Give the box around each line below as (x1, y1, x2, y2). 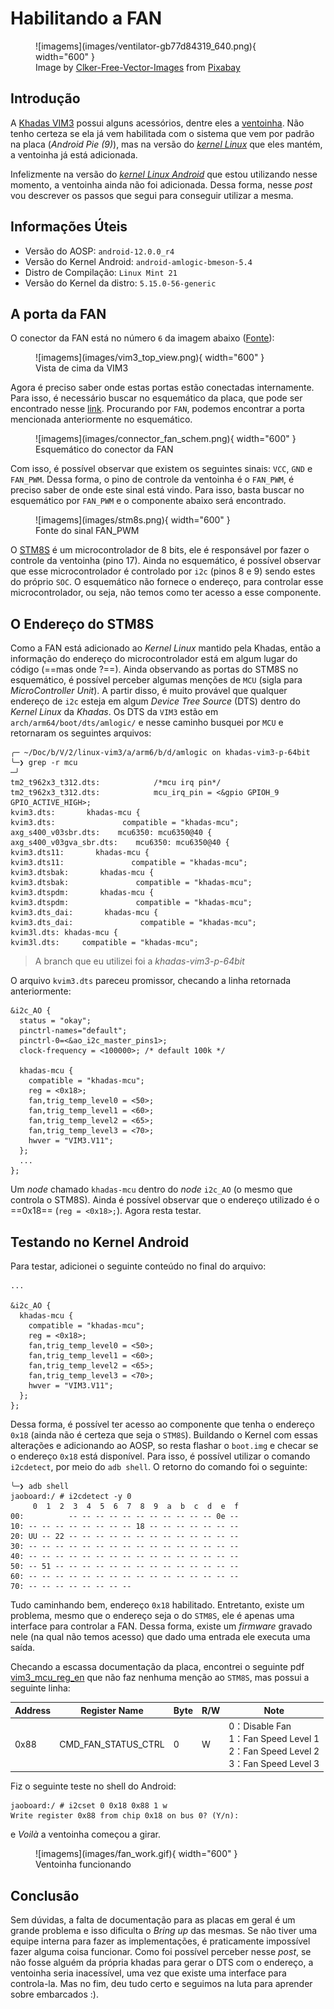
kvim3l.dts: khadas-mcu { (10, 928, 118, 938)
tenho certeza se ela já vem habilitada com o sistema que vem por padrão (10, 127, 315, 139)
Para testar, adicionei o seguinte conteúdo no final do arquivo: (10, 1260, 267, 1272)
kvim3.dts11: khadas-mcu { (10, 848, 150, 858)
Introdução (10, 90, 81, 107)
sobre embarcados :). (10, 1988, 99, 2001)
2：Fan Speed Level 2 (228, 1745, 320, 1757)
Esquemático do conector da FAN (35, 443, 174, 456)
